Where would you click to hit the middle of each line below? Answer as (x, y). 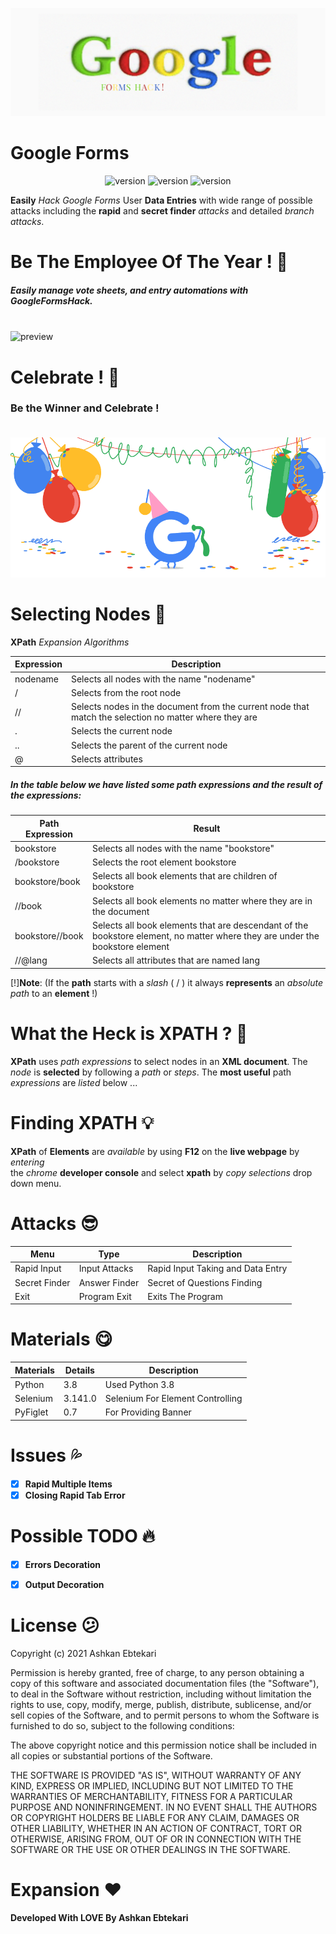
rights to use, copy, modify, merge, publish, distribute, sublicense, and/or (161, 1705)
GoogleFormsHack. (51, 300)
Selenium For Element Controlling (173, 1399)
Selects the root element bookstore (164, 862)
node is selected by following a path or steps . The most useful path (151, 1072)
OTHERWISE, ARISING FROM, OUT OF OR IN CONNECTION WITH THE (156, 1839)
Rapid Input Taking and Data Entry (217, 1269)
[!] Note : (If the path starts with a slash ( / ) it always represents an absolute (166, 982)
